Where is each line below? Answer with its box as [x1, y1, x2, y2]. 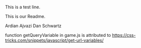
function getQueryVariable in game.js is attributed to [5, 32, 112, 38]
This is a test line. [5, 4, 41, 10]
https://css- [112, 32, 136, 38]
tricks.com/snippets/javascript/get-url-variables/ [5, 37, 104, 43]
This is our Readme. [5, 14, 46, 19]
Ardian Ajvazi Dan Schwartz [5, 23, 62, 29]
